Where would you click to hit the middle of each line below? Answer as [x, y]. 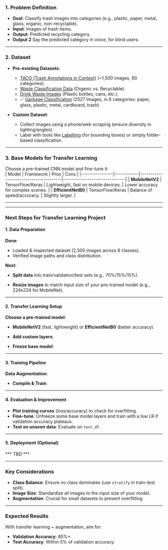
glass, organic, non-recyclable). [45, 24]
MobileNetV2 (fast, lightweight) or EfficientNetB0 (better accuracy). [83, 327]
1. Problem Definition [31, 8]
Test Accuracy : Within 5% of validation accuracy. [63, 542]
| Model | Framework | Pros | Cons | [42, 174]
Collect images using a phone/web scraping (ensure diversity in [85, 124]
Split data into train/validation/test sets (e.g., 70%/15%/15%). [75, 275]
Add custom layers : [33, 337]
